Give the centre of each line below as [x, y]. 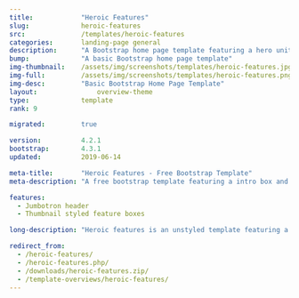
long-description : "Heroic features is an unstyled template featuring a [149, 230]
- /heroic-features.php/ [63, 262]
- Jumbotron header [53, 205]
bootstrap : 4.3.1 [55, 149]
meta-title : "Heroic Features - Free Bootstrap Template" [131, 173]
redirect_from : [37, 246]
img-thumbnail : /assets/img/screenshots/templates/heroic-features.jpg [151, 68]
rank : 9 [24, 109]
